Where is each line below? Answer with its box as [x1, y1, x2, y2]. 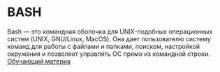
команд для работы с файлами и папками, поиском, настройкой [7, 42, 200, 50]
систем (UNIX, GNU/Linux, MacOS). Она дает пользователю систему [7, 34, 211, 43]
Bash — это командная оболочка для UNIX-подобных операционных [7, 27, 213, 36]
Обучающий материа [7, 57, 71, 65]
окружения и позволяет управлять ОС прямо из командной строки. [7, 50, 211, 58]
